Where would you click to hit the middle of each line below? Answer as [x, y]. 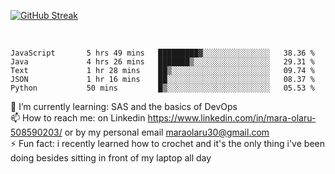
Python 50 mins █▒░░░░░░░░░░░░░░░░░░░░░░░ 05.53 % [162, 88]
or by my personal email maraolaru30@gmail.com [167, 132]
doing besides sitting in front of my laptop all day [111, 158]
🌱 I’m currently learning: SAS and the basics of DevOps [124, 106]
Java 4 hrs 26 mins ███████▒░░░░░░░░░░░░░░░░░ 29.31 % [162, 62]
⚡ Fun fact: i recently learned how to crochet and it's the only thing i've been [167, 143]
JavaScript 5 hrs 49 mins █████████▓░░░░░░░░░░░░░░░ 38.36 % [162, 53]
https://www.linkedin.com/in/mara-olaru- [232, 118]
